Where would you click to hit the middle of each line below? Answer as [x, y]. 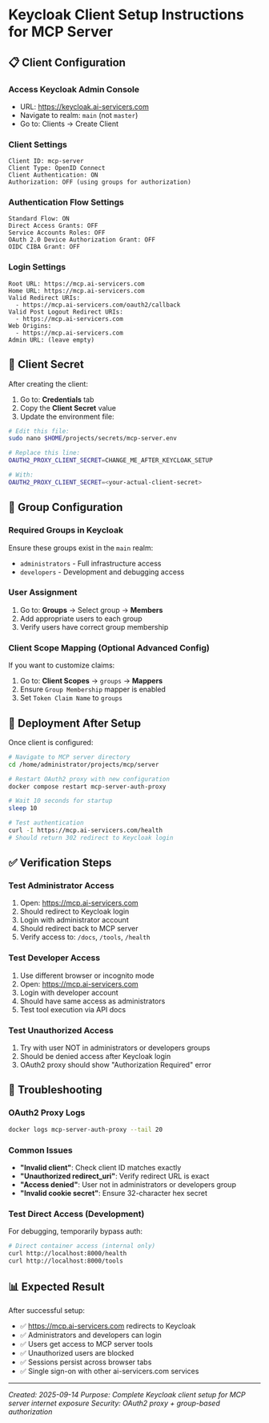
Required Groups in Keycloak [66, 530]
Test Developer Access [54, 958]
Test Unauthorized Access [61, 1030]
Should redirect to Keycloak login [74, 911]
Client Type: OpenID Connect [57, 168]
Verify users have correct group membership [94, 626]
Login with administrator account [74, 920]
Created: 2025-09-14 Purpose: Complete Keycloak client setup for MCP [127, 1394]
